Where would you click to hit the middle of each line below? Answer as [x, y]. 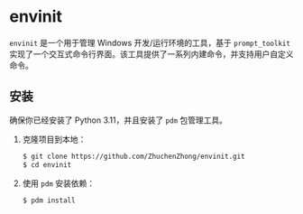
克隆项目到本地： [54, 139]
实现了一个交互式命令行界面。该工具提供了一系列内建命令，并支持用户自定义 [151, 54]
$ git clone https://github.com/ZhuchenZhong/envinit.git [133, 156]
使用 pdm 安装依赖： [59, 183]
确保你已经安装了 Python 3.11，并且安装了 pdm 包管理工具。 [119, 120]
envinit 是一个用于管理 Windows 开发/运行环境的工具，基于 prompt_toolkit [150, 42]
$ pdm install [49, 200]
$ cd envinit [47, 164]
